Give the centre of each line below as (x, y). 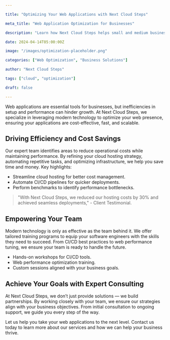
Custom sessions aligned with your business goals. (66, 268)
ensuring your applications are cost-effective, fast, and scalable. (73, 123)
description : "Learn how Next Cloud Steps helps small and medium (77, 33)
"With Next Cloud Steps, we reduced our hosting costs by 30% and (88, 197)
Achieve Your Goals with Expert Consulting (75, 284)
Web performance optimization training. (54, 262)
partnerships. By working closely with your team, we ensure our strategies (83, 301)
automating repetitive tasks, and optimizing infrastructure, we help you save (84, 162)
